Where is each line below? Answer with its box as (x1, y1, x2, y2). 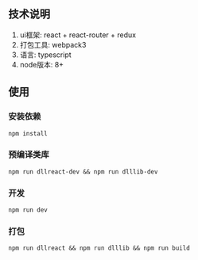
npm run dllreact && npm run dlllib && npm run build (8, 244, 191, 252)
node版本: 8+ (19, 59, 64, 69)
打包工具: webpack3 (19, 40, 87, 49)
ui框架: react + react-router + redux (19, 30, 137, 40)
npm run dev (8, 206, 48, 214)
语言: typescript (19, 50, 72, 59)
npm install (8, 129, 48, 137)
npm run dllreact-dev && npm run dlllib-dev (8, 167, 158, 176)
